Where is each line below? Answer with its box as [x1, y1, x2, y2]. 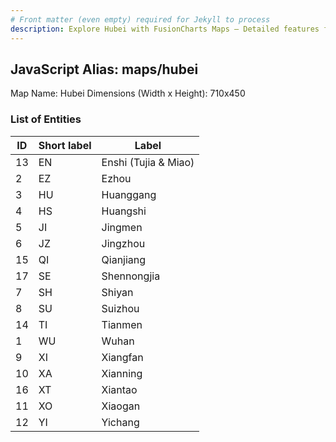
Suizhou [101, 301, 140, 315]
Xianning [101, 366, 143, 380]
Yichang [101, 415, 140, 429]
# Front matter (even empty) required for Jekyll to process [10, 14, 271, 25]
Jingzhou [101, 236, 146, 250]
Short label [38, 138, 92, 152]
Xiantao [101, 382, 138, 396]
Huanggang [101, 187, 157, 201]
